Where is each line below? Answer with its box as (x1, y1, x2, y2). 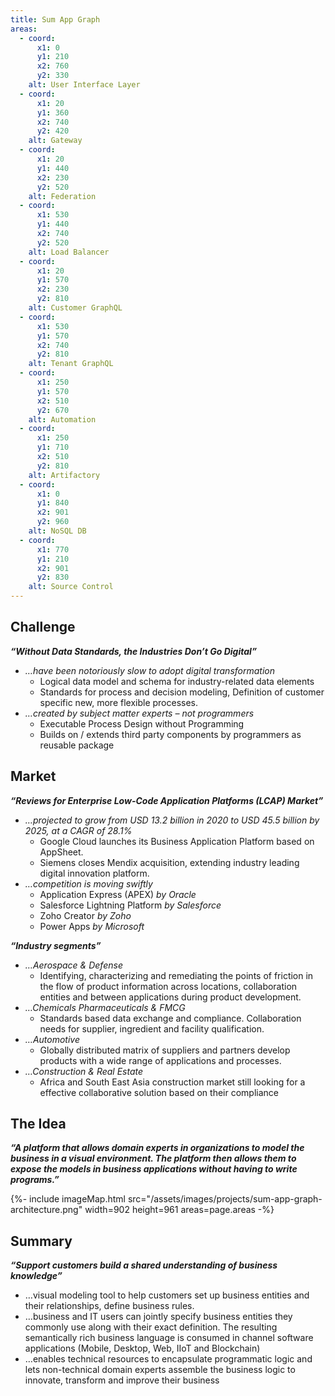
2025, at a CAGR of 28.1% (24, 824, 133, 836)
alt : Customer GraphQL (28, 303, 123, 313)
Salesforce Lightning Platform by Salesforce (39, 899, 222, 911)
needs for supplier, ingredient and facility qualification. (39, 1022, 265, 1035)
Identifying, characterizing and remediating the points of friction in (39, 969, 314, 981)
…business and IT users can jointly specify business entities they (24, 1311, 293, 1323)
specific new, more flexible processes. (39, 696, 199, 708)
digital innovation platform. (39, 867, 150, 879)
